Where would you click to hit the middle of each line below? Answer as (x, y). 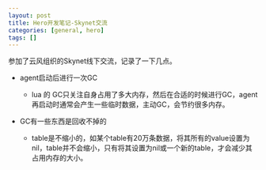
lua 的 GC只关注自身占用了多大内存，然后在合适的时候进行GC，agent (144, 95)
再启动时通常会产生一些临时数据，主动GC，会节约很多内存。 (130, 104)
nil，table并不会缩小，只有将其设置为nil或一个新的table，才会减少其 (142, 148)
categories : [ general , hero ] (56, 30)
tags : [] (23, 38)
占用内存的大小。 (59, 158)
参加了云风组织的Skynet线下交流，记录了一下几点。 (92, 61)
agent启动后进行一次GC (58, 78)
